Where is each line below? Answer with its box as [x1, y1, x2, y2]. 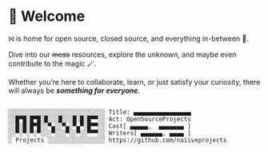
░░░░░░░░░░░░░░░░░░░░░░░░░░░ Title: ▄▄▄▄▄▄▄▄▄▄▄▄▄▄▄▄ [8, 108, 192, 116]
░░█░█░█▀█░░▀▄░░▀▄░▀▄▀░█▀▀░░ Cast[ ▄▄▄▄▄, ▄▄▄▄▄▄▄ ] [8, 122, 192, 130]
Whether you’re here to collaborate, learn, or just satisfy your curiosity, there [8, 77, 261, 86]
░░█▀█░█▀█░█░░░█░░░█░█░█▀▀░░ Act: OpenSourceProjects [8, 115, 192, 123]
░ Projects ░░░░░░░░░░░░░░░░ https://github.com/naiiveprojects [8, 136, 227, 144]
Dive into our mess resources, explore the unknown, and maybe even [8, 50, 237, 59]
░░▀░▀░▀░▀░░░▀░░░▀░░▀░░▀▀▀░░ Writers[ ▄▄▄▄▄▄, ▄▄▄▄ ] [8, 129, 192, 137]
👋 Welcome [8, 7, 86, 26]
